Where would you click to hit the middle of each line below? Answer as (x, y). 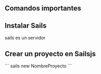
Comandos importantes (43, 8)
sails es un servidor (25, 38)
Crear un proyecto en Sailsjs (50, 53)
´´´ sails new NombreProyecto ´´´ (38, 66)
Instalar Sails (26, 26)
